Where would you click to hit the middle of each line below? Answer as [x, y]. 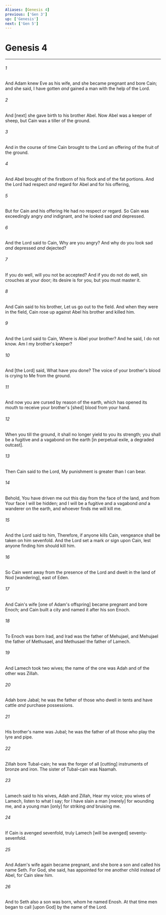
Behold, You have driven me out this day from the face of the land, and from [82, 498]
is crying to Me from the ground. [38, 376]
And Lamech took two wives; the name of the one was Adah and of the [77, 668]
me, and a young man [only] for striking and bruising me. [63, 806]
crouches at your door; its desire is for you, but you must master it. [73, 280]
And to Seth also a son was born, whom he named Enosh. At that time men [81, 902]
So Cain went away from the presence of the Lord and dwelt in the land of [80, 572]
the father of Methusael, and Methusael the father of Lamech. [68, 641]
